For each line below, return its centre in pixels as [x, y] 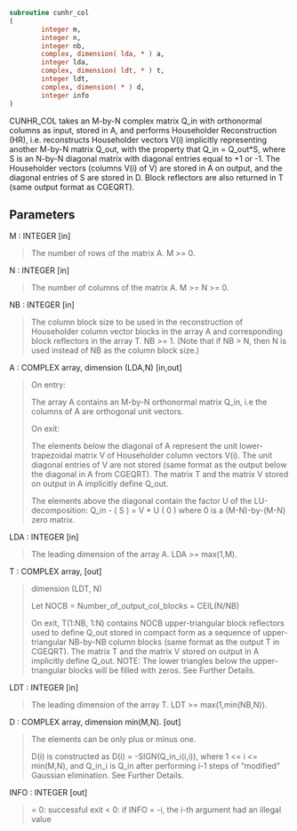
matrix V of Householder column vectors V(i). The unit [173, 455]
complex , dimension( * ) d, [93, 87]
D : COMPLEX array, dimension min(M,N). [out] [95, 722]
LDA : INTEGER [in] [44, 537]
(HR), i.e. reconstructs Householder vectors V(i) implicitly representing [138, 140]
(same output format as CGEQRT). [72, 187]
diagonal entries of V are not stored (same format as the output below [159, 465]
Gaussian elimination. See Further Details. [107, 775]
